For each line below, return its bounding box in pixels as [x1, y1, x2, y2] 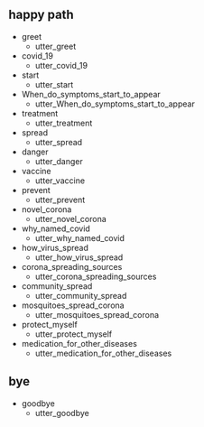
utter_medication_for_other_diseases [34, 348, 172, 358]
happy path [8, 7, 74, 23]
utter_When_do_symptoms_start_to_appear [34, 98, 195, 109]
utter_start [34, 79, 74, 89]
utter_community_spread [34, 290, 127, 301]
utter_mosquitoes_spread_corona [34, 309, 160, 320]
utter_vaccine [34, 175, 86, 186]
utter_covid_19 [34, 60, 88, 70]
